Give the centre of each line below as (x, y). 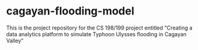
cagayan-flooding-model (70, 11)
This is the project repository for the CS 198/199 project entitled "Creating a (100, 28)
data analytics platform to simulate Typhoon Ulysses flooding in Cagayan (97, 34)
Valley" (15, 40)
